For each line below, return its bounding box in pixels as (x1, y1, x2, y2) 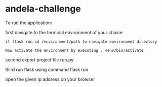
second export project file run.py (5, 56, 74, 63)
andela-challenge (5, 3, 81, 15)
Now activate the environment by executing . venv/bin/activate (5, 48, 144, 53)
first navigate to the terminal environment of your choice (5, 29, 123, 35)
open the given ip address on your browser (5, 76, 95, 82)
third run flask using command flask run (5, 66, 89, 72)
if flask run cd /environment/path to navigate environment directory (5, 39, 157, 44)
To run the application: (5, 20, 52, 26)
